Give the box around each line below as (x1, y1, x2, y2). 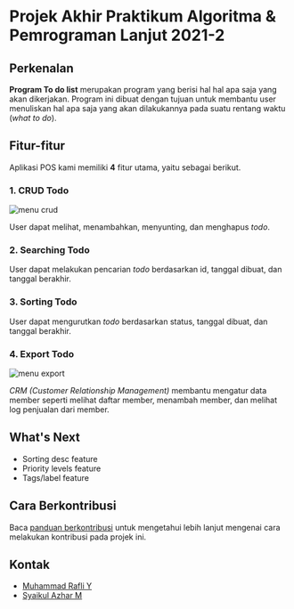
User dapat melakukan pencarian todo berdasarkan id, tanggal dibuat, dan (9, 264, 282, 275)
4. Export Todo (9, 347, 74, 360)
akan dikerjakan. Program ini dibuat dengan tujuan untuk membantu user (9, 93, 276, 104)
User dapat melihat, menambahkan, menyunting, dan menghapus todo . (9, 222, 270, 232)
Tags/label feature (21, 472, 89, 483)
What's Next (9, 430, 80, 445)
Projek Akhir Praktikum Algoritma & (9, 6, 276, 27)
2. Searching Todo (9, 244, 91, 256)
